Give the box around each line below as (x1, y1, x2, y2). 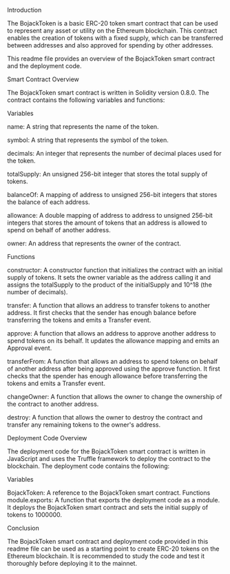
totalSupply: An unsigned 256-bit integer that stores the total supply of (7, 170, 208, 178)
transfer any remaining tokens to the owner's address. (7, 420, 160, 429)
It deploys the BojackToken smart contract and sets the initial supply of (7, 503, 209, 511)
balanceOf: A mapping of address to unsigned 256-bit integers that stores (7, 191, 218, 198)
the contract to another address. (7, 400, 99, 408)
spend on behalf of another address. (7, 226, 112, 234)
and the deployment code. (7, 62, 82, 70)
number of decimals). (7, 288, 68, 296)
